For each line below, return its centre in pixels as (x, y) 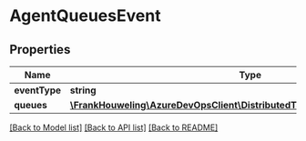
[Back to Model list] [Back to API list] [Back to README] (114, 127)
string (83, 90)
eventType (38, 90)
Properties (40, 50)
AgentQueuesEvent (85, 16)
